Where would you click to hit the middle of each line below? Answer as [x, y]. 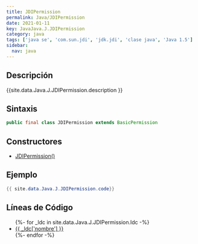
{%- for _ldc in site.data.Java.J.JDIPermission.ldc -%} [82, 222]
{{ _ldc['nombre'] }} [39, 228]
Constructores [34, 141]
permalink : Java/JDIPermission [46, 17]
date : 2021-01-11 [28, 23]
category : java [25, 34]
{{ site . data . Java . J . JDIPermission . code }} [60, 189]
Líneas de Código [40, 208]
